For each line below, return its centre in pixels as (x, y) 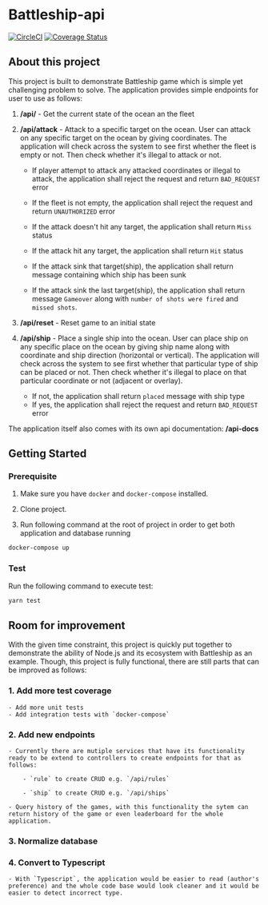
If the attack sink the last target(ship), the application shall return (138, 290)
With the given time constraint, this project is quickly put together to (120, 644)
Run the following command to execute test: (81, 586)
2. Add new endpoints (52, 735)
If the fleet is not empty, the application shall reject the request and (142, 202)
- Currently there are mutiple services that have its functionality (127, 751)
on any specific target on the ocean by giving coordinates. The (123, 138)
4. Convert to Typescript (57, 863)
